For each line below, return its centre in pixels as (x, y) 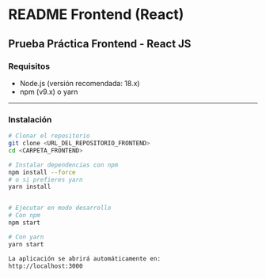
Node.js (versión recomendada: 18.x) (80, 83)
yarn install (30, 187)
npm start (25, 223)
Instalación (30, 119)
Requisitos (29, 66)
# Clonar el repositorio (49, 136)
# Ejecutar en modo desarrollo (60, 208)
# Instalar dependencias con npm (63, 165)
